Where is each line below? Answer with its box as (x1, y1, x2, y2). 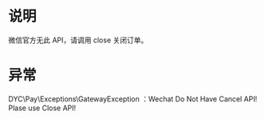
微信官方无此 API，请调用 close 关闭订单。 (8, 35, 148, 45)
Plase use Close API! (8, 103, 77, 113)
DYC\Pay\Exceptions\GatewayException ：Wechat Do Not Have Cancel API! (8, 93, 258, 104)
